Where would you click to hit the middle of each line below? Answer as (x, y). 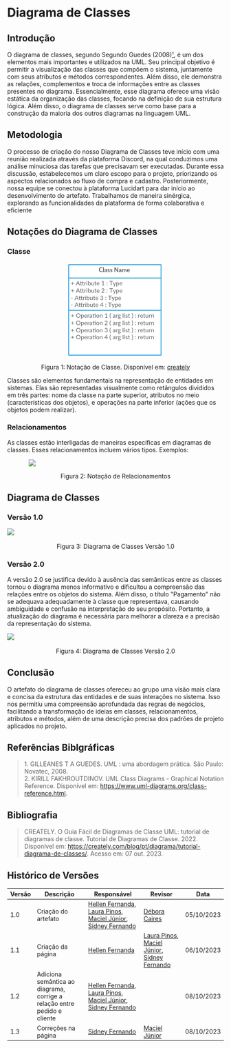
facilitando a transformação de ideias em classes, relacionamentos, (102, 711)
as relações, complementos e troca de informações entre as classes (104, 84)
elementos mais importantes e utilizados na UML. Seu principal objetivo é (111, 62)
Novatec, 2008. (46, 772)
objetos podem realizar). (42, 410)
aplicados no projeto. (37, 726)
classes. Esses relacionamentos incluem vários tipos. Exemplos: (98, 450)
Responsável (113, 894)
